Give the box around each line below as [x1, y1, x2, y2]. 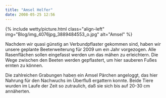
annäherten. [5, 88, 31, 94]
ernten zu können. [5, 62, 43, 68]
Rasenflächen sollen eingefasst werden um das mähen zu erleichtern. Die [5, 51, 158, 58]
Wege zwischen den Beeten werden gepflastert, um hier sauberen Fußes [5, 57, 157, 63]
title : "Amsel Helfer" [5, 7, 53, 13]
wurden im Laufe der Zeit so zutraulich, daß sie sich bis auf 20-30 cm [5, 82, 150, 88]
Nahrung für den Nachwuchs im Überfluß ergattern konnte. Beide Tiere [5, 77, 153, 83]
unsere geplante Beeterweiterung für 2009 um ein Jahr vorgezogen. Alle [5, 46, 156, 52]
